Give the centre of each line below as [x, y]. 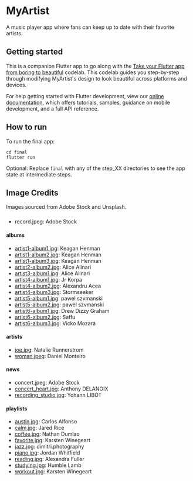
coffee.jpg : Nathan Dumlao [47, 434]
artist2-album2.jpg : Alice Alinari [53, 267]
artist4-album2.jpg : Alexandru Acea [58, 286]
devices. [16, 85]
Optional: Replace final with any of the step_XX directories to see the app [96, 168]
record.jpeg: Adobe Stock [46, 222]
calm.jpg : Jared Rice [39, 428]
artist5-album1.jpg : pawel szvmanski [59, 298]
